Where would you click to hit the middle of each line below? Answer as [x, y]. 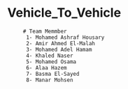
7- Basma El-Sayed [52, 74]
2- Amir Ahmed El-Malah [61, 43]
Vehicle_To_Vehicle [64, 13]
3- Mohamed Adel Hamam [59, 49]
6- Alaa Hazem [47, 67]
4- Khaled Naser [49, 56]
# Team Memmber [45, 31]
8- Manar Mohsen [49, 80]
